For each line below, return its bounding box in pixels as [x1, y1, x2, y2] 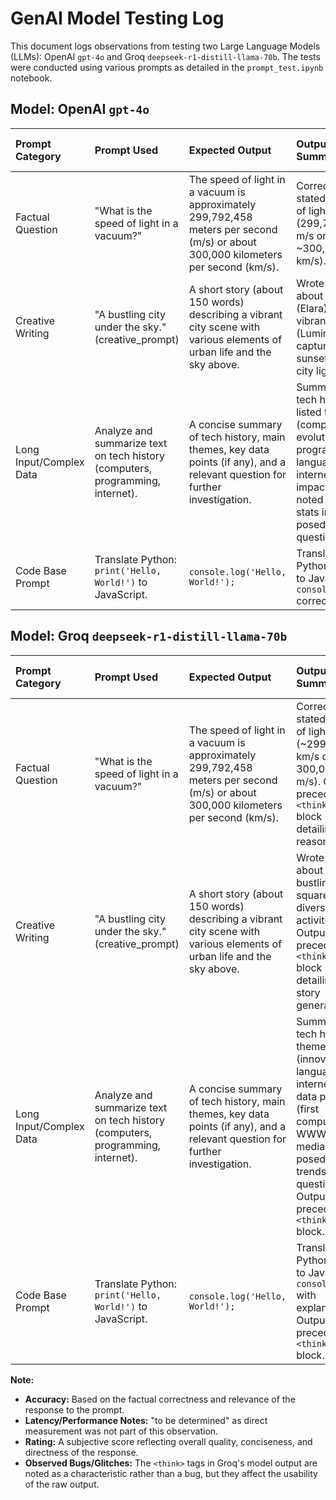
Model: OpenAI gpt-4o [10, 101, 150, 118]
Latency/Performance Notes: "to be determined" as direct [24, 1414, 268, 1426]
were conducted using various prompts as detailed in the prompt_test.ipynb [10, 61, 324, 73]
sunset [296, 351, 328, 365]
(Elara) [296, 301, 328, 315]
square [296, 888, 329, 902]
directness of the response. [24, 1446, 139, 1458]
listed [296, 405, 322, 419]
